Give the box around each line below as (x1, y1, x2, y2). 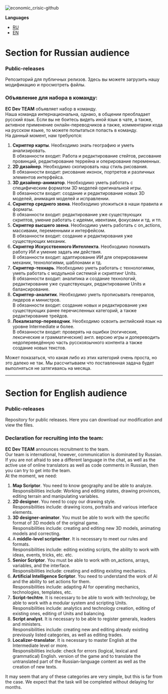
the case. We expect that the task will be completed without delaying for (5, 678, 154, 684)
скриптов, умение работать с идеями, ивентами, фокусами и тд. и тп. (12, 217, 162, 223)
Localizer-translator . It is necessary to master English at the (12, 637, 137, 643)
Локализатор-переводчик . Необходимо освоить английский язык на (12, 318, 162, 324)
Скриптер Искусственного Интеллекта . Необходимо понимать (12, 243, 150, 249)
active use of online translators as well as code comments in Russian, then (5, 462, 158, 468)
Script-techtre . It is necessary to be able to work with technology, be (12, 594, 156, 600)
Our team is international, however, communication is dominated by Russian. (5, 451, 162, 457)
